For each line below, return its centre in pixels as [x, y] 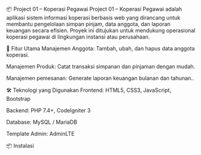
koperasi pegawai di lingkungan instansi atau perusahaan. [78, 37]
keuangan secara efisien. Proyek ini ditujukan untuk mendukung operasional [101, 30]
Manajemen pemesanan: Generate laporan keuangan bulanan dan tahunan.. [100, 78]
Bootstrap [19, 99]
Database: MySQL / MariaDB [42, 122]
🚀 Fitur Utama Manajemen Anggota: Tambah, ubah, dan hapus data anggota [100, 48]
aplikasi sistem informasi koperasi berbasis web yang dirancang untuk [93, 18]
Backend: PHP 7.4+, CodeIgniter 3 [48, 110]
